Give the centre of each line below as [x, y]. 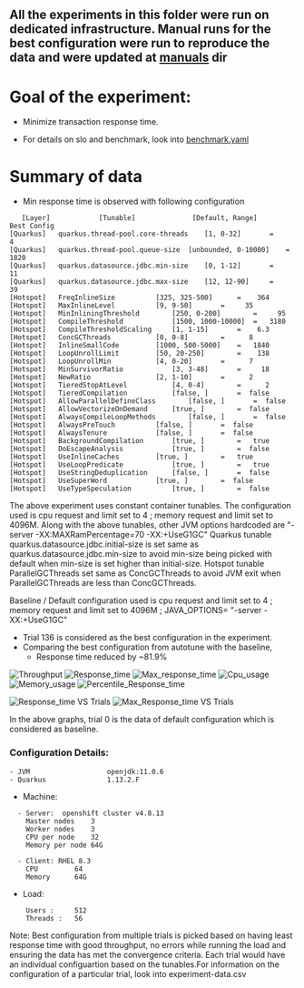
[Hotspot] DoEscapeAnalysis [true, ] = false [140, 449]
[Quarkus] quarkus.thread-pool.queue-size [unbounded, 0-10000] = [150, 250]
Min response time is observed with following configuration [133, 202]
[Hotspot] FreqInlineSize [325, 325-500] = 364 [140, 298]
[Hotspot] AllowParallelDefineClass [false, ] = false [147, 401]
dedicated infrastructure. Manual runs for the [141, 30]
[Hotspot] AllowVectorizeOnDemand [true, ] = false [140, 409]
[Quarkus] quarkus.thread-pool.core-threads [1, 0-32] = [142, 234]
